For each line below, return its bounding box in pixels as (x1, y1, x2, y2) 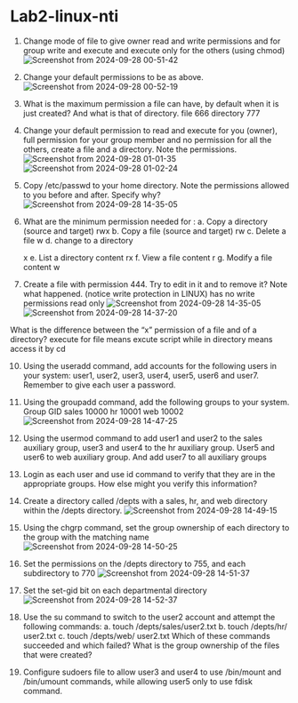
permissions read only (22, 298, 105, 308)
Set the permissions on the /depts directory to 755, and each (22, 558, 246, 569)
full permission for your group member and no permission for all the (22, 134, 272, 145)
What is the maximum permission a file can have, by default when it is (22, 98, 279, 108)
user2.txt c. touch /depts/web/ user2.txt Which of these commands (22, 630, 270, 641)
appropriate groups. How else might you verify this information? (22, 478, 257, 489)
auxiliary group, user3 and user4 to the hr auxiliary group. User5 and (22, 442, 275, 452)
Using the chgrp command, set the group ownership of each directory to (22, 522, 290, 532)
